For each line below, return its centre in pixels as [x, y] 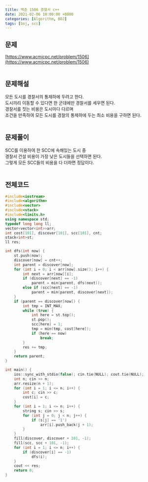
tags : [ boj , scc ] [23, 23]
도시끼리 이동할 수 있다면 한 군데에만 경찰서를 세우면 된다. [60, 103]
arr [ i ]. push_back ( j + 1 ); [67, 425]
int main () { [18, 370]
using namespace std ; [27, 219]
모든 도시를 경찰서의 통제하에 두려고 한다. [44, 96]
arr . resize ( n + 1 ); [34, 384]
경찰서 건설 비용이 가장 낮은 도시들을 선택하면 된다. [54, 156]
